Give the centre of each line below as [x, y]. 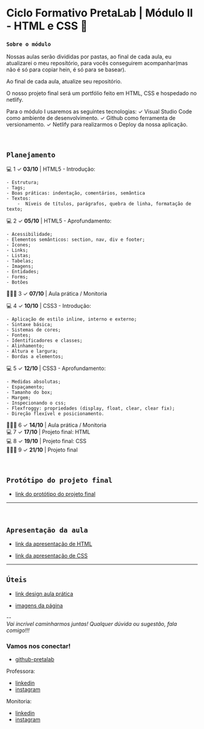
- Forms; [17, 277]
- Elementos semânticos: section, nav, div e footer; [76, 240]
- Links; [17, 251]
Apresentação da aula [47, 530]
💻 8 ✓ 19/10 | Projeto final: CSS [46, 441]
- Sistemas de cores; [34, 330]
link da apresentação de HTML [53, 544]
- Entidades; [23, 272]
